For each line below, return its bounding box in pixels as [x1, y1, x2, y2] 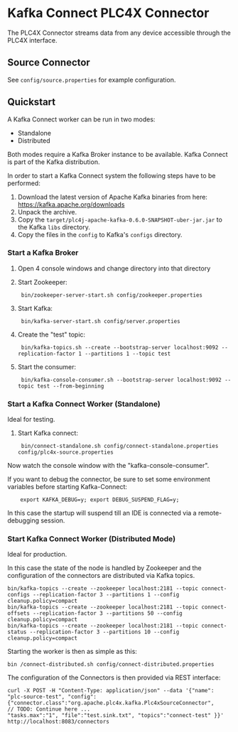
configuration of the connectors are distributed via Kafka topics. [7, 572, 195, 580]
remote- [198, 509, 222, 518]
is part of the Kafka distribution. [7, 158, 100, 166]
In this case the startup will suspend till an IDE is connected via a [7, 509, 197, 518]
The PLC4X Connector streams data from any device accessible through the [7, 28, 231, 37]
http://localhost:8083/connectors [7, 719, 110, 726]
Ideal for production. [7, 550, 67, 559]
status [7, 628, 27, 636]
